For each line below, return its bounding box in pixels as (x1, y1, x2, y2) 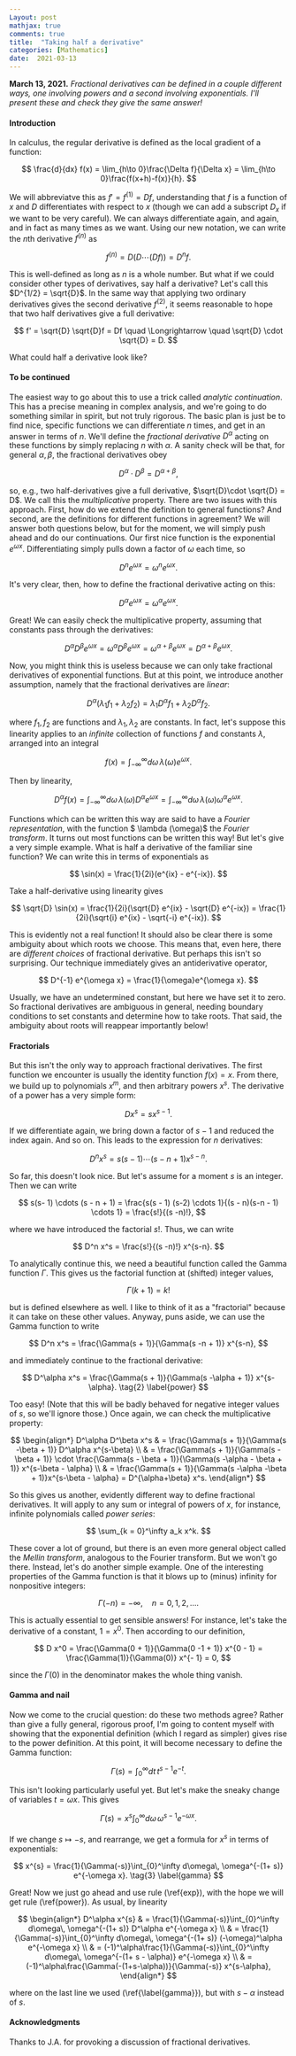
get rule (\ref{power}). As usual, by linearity (9, 1897, 168, 1907)
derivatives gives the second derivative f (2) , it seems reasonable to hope (9, 297, 274, 309)
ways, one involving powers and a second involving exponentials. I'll (9, 88, 259, 98)
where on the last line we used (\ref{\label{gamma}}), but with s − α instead (9, 1987, 285, 1998)
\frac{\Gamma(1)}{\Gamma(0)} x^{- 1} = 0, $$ (65, 1652, 231, 1663)
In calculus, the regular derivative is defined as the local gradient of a (9, 137, 262, 148)
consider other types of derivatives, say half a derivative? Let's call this (9, 278, 269, 289)
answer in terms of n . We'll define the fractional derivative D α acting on (9, 429, 269, 441)
